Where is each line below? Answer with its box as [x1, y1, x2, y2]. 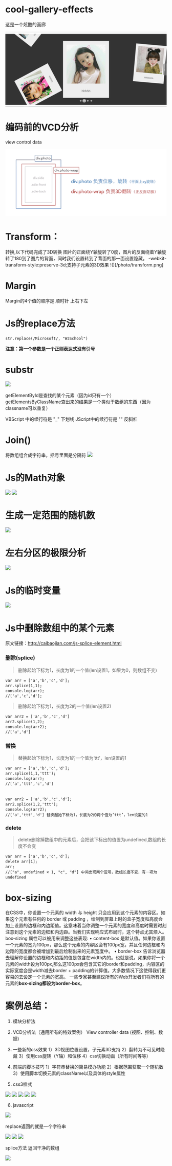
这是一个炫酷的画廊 [5, 21, 46, 27]
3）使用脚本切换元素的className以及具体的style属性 [12, 1070, 126, 1077]
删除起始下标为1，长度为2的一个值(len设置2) [17, 703, 112, 709]
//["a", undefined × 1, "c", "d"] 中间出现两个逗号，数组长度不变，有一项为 [5, 870, 158, 875]
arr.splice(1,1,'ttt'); [5, 771, 56, 776]
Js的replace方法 [5, 318, 76, 330]
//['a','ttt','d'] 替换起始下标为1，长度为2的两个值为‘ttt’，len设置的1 [5, 813, 148, 818]
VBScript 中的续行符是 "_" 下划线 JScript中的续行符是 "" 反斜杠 [5, 416, 138, 422]
